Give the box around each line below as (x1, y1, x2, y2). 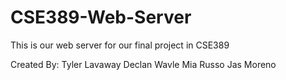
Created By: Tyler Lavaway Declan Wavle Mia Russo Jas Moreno (10, 58, 277, 70)
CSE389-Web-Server (10, 6, 192, 29)
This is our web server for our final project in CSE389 (10, 39, 230, 51)
